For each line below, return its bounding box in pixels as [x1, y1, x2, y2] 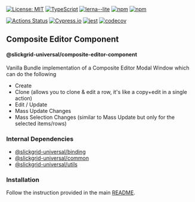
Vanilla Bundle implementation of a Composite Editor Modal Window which [6, 64, 190, 71]
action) [14, 94, 33, 102]
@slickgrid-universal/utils [14, 160, 78, 168]
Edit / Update [14, 101, 48, 108]
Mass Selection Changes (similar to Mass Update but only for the [14, 113, 175, 121]
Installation [6, 175, 40, 184]
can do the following [6, 70, 57, 77]
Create [14, 82, 32, 89]
